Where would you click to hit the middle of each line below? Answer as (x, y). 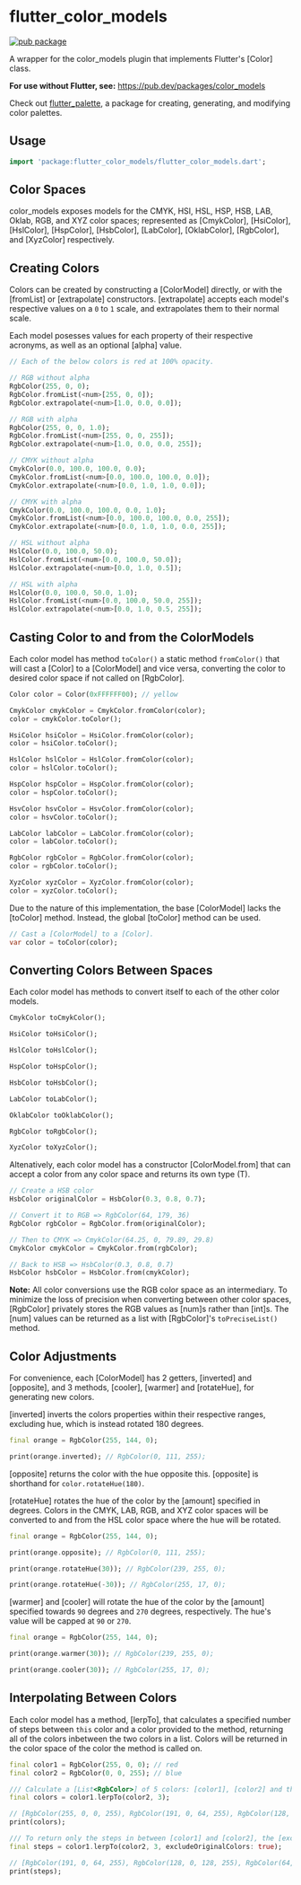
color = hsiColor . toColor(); (64, 744)
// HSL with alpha (43, 584)
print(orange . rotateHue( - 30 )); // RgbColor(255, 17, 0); (118, 1585)
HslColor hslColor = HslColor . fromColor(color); (102, 760)
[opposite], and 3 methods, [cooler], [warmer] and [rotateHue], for (132, 1387)
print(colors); (38, 1822)
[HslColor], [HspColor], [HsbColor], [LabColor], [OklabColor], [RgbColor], (144, 230)
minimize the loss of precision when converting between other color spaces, (150, 1299)
